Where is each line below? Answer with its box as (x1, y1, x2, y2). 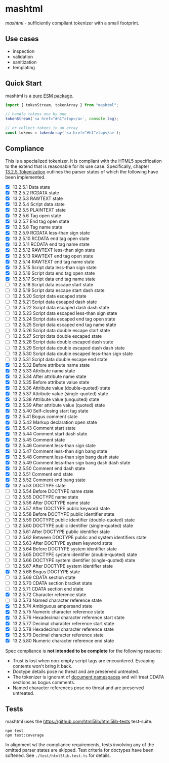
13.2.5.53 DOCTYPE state (12, 483, 66, 488)
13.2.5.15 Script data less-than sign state (12, 264, 97, 270)
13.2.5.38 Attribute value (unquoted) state (12, 396, 100, 402)
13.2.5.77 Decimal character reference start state (12, 620, 115, 626)
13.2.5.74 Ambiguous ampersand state (12, 603, 93, 609)
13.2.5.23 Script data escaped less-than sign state (12, 310, 117, 316)
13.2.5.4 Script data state (12, 201, 65, 207)
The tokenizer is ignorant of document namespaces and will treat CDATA (12, 673, 164, 680)
